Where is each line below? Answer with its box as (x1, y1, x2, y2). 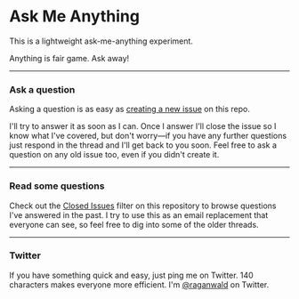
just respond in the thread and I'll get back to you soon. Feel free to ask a (9, 140, 278, 150)
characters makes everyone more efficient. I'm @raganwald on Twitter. (9, 279, 270, 290)
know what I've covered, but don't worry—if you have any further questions (9, 131, 287, 141)
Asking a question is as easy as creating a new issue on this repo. (9, 104, 251, 115)
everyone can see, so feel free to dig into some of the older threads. (9, 219, 260, 230)
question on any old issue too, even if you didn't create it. (9, 149, 220, 160)
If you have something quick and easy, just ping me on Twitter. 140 (9, 270, 254, 280)
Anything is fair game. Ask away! (9, 53, 130, 63)
